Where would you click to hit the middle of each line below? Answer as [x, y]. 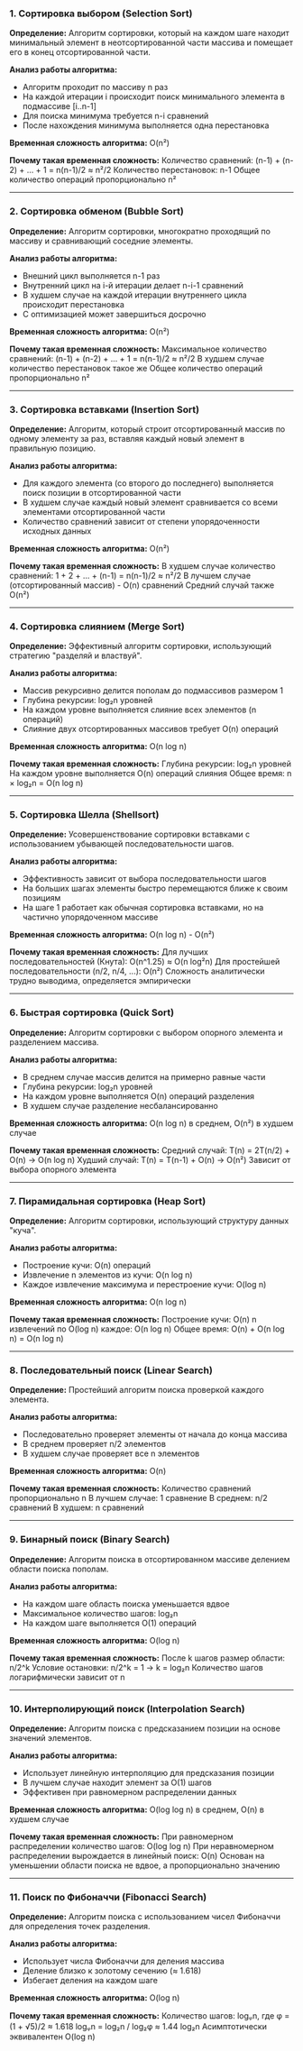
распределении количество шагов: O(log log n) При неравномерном [142, 1845]
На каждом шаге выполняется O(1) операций [109, 1623]
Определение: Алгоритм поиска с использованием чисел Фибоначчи [145, 1917]
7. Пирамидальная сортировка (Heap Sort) [108, 1201]
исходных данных [57, 531]
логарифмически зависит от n [67, 1677]
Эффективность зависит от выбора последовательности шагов [144, 879]
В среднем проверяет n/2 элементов [94, 1444]
